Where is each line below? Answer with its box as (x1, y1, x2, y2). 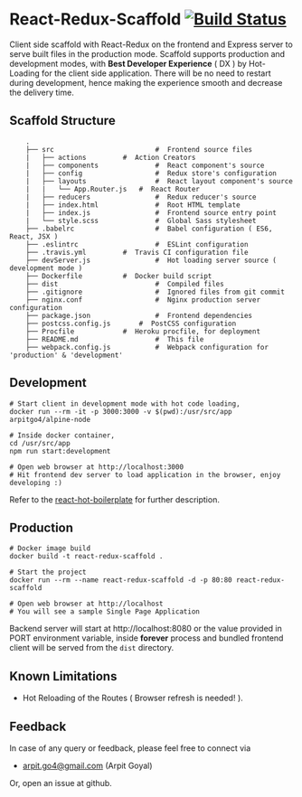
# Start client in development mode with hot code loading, (9, 398, 241, 408)
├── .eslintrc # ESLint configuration (25, 239, 249, 248)
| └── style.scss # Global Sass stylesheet (25, 216, 257, 225)
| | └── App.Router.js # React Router (25, 184, 201, 193)
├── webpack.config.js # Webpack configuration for (25, 342, 269, 352)
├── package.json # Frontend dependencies (25, 311, 253, 320)
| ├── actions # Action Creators (25, 153, 196, 162)
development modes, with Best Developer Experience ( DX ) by (9, 58, 247, 69)
